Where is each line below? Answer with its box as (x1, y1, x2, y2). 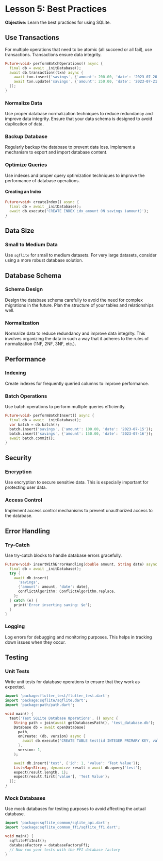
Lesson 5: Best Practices (5, 3, 107, 15)
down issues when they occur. (5, 639, 66, 645)
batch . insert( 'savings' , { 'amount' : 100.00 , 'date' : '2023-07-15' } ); (9, 427, 153, 431)
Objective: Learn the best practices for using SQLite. (5, 19, 111, 25)
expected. (5, 684, 25, 690)
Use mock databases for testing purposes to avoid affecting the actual (5, 806, 146, 812)
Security (5, 453, 32, 462)
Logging (5, 623, 25, 630)
